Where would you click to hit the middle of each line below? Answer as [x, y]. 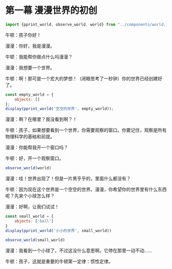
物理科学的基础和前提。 [30, 137]
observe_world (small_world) [35, 240]
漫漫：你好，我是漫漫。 [30, 46]
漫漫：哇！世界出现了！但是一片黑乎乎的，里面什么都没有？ [68, 179]
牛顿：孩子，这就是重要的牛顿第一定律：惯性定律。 [59, 261]
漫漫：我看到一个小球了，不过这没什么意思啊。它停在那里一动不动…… [79, 250]
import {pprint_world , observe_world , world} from [60, 24]
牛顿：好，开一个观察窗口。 [35, 158]
